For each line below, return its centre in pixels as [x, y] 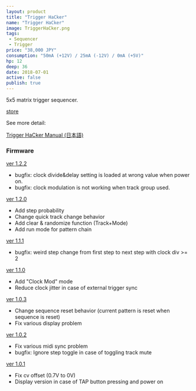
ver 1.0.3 [17, 299]
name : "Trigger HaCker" [35, 22]
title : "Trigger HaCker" [37, 17]
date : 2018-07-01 [27, 72]
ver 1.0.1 [16, 364]
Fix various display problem [48, 324]
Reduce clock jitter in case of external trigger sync [76, 288]
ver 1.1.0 [16, 270]
